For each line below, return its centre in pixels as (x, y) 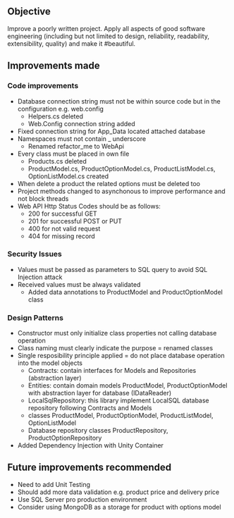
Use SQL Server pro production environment (82, 499)
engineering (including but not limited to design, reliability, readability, (109, 36)
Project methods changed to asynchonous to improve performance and (121, 191)
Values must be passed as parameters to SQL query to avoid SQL (112, 269)
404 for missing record (61, 236)
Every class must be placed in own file (73, 154)
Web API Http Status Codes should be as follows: (89, 206)
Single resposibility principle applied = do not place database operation (121, 356)
